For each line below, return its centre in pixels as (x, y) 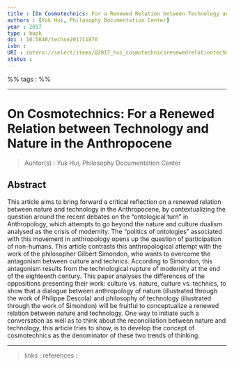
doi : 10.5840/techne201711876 (53, 40)
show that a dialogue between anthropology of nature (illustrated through (112, 291)
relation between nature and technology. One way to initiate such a (103, 313)
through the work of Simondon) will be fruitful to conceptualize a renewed (113, 305)
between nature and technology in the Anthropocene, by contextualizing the (117, 209)
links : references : (51, 355)
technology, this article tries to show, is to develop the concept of (101, 328)
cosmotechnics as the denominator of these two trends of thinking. (103, 335)
